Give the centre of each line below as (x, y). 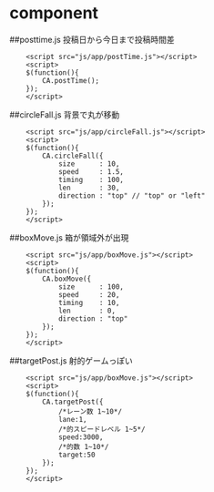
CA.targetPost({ (73, 402)
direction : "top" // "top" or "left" (132, 195)
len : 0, (87, 311)
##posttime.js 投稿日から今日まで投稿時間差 (92, 39)
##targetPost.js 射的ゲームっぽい (71, 360)
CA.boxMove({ (67, 279)
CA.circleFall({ (73, 156)
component (54, 13)
